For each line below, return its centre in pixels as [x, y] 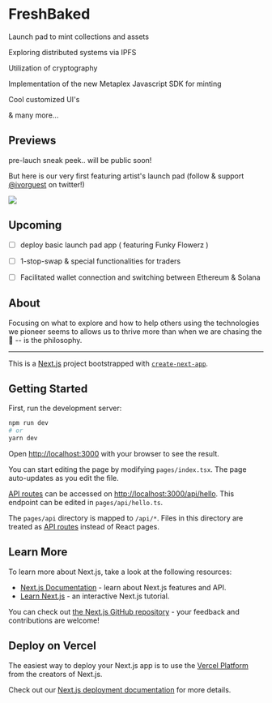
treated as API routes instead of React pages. [84, 527]
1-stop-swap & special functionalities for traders [100, 261]
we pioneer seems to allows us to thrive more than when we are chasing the [135, 331]
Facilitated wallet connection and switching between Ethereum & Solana [140, 277]
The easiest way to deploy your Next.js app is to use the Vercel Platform [129, 665]
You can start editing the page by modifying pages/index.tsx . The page [127, 469]
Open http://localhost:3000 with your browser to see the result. [114, 454]
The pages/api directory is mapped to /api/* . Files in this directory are [126, 518]
